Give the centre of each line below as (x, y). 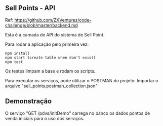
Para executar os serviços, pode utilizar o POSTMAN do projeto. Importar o (82, 80)
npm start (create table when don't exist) (51, 58)
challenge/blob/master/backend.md (41, 25)
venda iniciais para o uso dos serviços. (45, 118)
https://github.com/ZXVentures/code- (53, 20)
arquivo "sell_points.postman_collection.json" (51, 86)
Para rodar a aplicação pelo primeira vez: (47, 44)
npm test (14, 62)
